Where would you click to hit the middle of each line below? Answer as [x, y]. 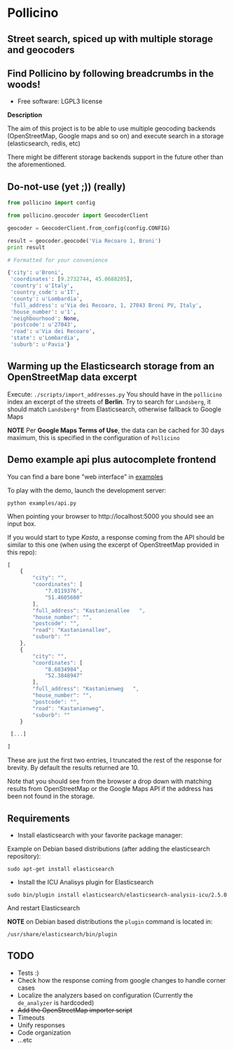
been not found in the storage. [51, 796]
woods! [24, 85]
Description [25, 115]
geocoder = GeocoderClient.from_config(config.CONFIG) [89, 228]
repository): [24, 856]
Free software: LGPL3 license [60, 101]
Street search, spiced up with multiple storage [110, 39]
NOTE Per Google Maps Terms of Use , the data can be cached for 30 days [116, 430]
